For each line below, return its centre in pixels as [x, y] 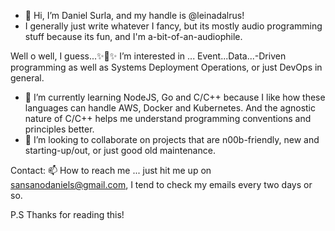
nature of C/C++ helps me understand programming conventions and [168, 118]
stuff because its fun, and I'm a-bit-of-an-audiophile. [133, 36]
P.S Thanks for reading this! [67, 214]
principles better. [59, 129]
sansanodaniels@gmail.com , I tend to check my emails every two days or [161, 184]
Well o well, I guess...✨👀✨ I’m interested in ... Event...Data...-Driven [148, 56]
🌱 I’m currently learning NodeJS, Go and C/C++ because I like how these [175, 97]
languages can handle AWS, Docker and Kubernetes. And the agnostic [170, 108]
